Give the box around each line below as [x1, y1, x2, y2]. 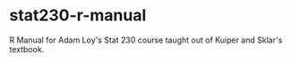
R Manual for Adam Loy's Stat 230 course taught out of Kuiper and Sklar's [9, 35, 283, 45]
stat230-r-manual [9, 5, 147, 26]
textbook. [9, 43, 45, 54]
